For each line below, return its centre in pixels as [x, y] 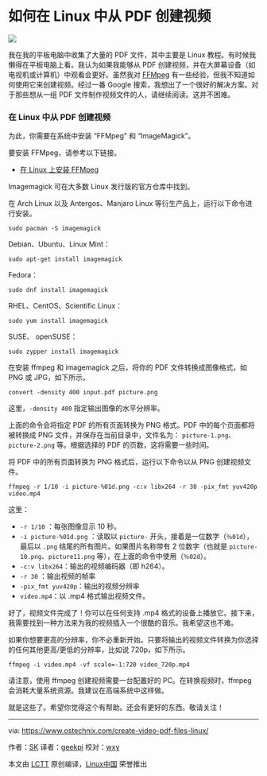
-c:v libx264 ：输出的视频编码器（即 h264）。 [94, 566]
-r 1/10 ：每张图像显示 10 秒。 [70, 526]
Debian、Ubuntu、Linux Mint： [60, 244]
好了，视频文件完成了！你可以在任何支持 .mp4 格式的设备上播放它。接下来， [133, 613]
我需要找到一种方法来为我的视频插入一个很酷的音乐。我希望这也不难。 [123, 623]
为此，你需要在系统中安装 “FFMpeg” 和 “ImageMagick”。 [102, 136]
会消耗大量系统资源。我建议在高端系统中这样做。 [88, 691]
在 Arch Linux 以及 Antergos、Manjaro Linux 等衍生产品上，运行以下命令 [127, 204]
